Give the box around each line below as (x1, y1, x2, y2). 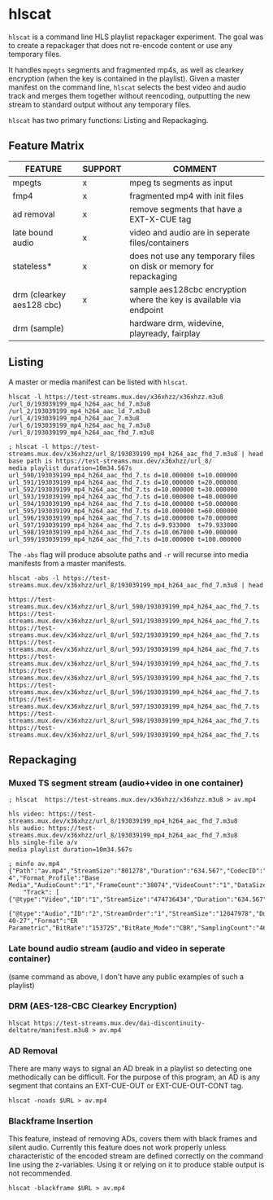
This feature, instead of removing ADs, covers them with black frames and (8, 1134, 258, 1144)
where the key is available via (129, 294, 241, 305)
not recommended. (8, 1168, 73, 1178)
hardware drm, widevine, (129, 317, 225, 328)
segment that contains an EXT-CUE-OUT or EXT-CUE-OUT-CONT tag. (8, 1081, 244, 1091)
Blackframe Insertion (8, 1115, 93, 1127)
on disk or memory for (129, 260, 214, 271)
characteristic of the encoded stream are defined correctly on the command (8, 1151, 264, 1161)
